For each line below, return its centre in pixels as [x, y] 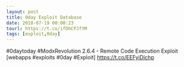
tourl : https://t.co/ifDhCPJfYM [47, 28]
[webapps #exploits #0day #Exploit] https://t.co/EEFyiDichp [80, 57]
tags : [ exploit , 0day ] [33, 34]
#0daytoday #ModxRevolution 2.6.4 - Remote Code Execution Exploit [92, 51]
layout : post [23, 12]
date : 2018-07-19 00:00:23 [40, 23]
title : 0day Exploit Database [44, 17]
